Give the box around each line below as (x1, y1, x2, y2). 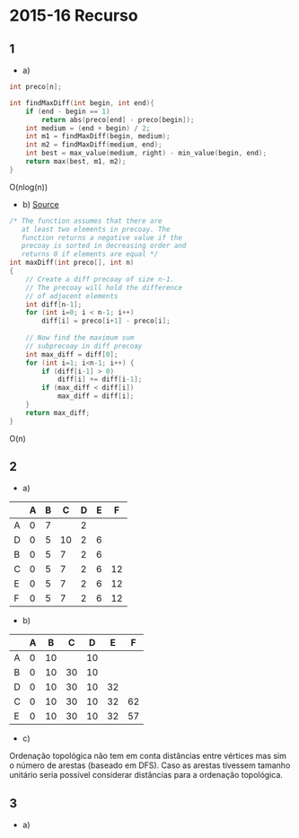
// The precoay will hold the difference (25, 283, 182, 292)
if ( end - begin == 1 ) (25, 107, 110, 116)
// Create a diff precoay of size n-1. (25, 275, 175, 284)
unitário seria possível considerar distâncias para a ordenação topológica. (9, 770, 283, 781)
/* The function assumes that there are (9, 216, 163, 225)
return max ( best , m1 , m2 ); (25, 157, 127, 166)
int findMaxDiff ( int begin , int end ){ (9, 98, 154, 108)
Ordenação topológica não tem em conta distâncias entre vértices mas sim (9, 751, 287, 762)
